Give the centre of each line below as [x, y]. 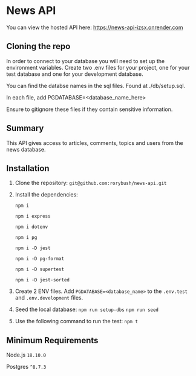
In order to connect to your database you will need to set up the [86, 61]
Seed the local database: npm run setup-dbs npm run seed [87, 309]
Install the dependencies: [47, 195]
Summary [25, 128]
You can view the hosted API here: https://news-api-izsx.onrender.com [95, 27]
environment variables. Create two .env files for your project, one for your [98, 67]
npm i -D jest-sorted [42, 280]
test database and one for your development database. [75, 74]
